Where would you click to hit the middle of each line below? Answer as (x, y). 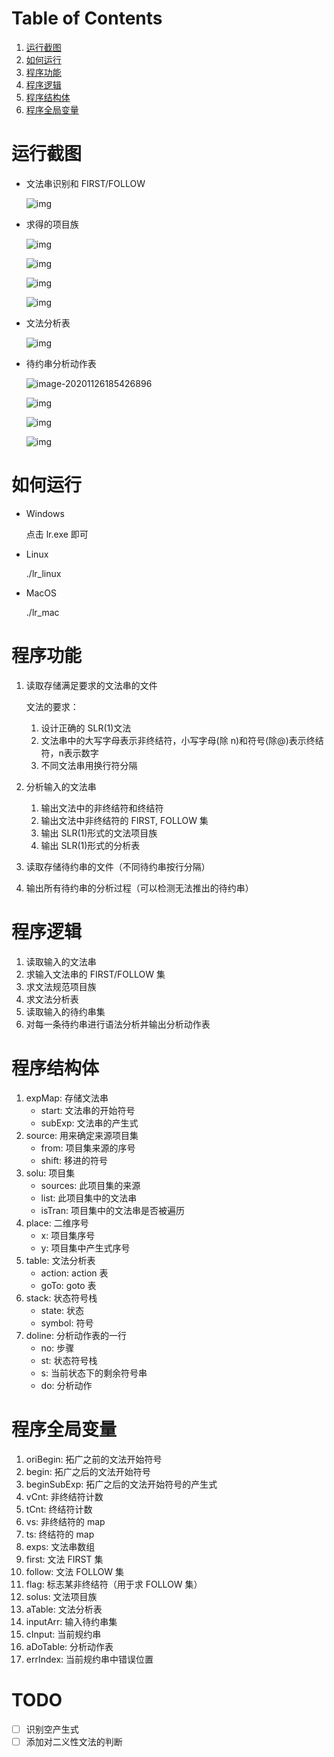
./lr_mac (42, 612)
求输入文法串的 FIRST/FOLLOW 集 (95, 974)
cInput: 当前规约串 (63, 1634)
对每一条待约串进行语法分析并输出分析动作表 (118, 1024)
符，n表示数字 (69, 753)
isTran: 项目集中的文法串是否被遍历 (112, 1210)
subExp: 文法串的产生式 (89, 1123)
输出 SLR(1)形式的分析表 (90, 845)
